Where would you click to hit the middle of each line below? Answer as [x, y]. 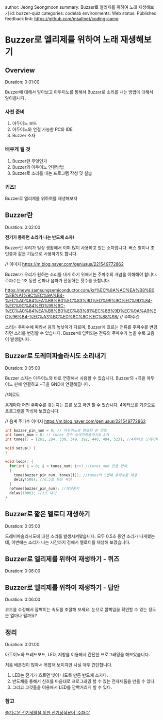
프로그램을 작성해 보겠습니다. [32, 411]
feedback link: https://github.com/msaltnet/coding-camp [62, 19]
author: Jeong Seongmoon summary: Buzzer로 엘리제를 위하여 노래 [71, 7]
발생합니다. [21, 339]
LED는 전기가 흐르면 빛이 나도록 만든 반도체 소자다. [60, 675]
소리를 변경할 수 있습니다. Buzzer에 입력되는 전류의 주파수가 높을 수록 [80, 333]
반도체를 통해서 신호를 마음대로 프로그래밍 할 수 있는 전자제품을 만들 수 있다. [84, 681]
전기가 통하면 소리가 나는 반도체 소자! [40, 237]
